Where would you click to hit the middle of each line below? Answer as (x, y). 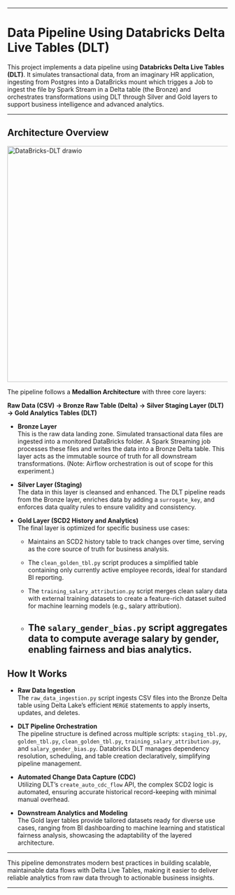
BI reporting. (46, 577)
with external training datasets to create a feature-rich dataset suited (127, 598)
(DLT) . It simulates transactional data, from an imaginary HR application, (111, 74)
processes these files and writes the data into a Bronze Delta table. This (121, 448)
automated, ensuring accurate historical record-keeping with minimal (117, 791)
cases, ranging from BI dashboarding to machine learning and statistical (121, 828)
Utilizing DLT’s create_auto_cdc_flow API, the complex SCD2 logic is (115, 784)
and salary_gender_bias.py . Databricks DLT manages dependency (113, 748)
